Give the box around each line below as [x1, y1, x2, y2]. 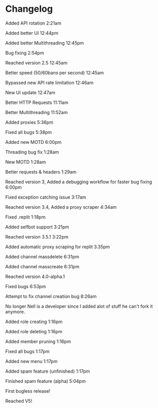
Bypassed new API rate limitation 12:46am [5, 79, 94, 85]
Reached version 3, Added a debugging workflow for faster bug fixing [5, 179, 152, 185]
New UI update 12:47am [5, 89, 56, 95]
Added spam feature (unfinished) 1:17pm [5, 368, 90, 374]
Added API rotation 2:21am [5, 20, 62, 26]
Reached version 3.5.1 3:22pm [5, 233, 69, 240]
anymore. [5, 308, 25, 315]
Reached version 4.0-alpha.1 [5, 273, 65, 280]
